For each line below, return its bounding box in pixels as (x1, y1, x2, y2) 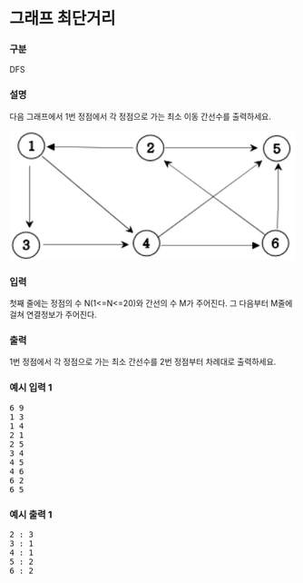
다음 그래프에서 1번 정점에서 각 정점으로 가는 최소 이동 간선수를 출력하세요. (9, 111, 272, 122)
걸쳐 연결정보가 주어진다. (9, 310, 97, 321)
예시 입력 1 (9, 381, 53, 394)
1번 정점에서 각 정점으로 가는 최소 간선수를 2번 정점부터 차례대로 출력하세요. (9, 356, 277, 368)
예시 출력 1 (9, 508, 53, 520)
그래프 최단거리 (9, 8, 116, 29)
